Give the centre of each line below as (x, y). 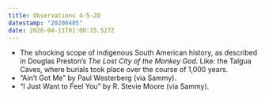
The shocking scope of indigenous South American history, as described (138, 53)
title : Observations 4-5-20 (55, 15)
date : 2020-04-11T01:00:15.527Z (61, 30)
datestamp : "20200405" (45, 23)
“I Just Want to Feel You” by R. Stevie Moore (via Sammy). (114, 86)
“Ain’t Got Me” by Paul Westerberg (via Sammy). (98, 78)
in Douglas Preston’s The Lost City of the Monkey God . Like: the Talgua (135, 61)
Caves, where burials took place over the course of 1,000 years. (124, 70)
